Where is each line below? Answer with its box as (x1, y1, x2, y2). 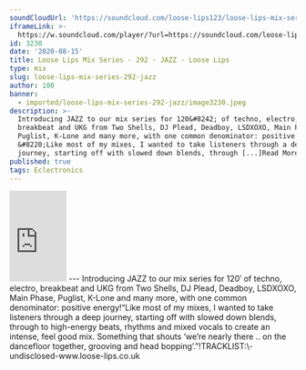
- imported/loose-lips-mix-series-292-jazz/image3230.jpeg (17, 97, 247, 107)
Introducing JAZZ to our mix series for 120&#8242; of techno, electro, (17, 115, 300, 124)
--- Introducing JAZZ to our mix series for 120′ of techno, (67, 274, 282, 285)
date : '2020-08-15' (9, 47, 84, 56)
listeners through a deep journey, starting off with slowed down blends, (9, 312, 277, 323)
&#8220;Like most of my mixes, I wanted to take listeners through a (17, 140, 287, 149)
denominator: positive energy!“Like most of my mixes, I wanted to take (9, 302, 274, 314)
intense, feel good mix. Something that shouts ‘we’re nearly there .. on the (9, 331, 287, 342)
